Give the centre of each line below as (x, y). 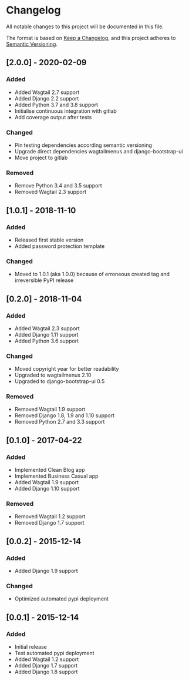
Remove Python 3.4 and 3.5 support (58, 186)
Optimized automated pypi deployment (62, 599)
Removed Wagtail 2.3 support (50, 192)
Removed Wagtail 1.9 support (50, 410)
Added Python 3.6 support (47, 341)
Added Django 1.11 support (46, 334)
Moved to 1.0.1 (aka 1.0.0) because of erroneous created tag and (92, 274)
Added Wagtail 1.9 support (47, 482)
